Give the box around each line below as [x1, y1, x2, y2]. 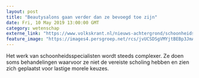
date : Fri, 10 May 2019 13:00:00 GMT [6, 19, 99, 25]
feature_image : [6, 36, 44, 42]
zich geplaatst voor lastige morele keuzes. [6, 65, 110, 71]
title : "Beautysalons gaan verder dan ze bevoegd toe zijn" [6, 14, 158, 20]
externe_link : [6, 31, 41, 37]
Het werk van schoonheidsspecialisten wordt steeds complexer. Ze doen [6, 53, 184, 59]
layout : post [6, 8, 38, 15]
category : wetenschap [6, 25, 60, 31]
